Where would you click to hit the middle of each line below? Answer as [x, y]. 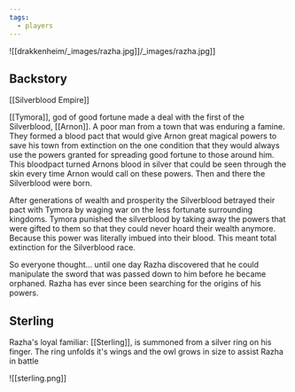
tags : [19, 17]
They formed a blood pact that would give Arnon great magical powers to [143, 136]
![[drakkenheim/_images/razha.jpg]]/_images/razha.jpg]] [113, 51]
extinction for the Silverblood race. [72, 247]
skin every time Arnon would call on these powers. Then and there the [137, 174]
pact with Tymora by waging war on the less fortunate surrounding [131, 210]
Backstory [39, 78]
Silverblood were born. [51, 184]
